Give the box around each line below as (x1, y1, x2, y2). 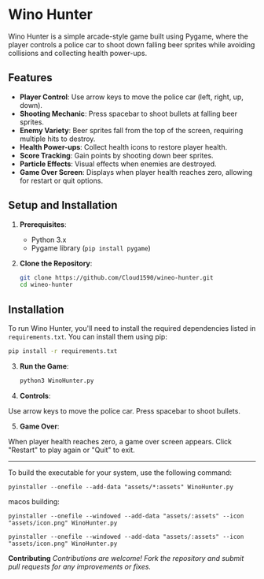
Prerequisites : (19, 219, 67, 229)
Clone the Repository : (19, 258, 93, 268)
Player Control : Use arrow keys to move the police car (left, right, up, (19, 92, 244, 102)
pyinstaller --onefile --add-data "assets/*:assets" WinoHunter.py (8, 483, 234, 491)
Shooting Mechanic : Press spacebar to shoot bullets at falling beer (19, 109, 238, 118)
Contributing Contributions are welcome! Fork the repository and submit (8, 553, 244, 562)
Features (8, 71, 53, 84)
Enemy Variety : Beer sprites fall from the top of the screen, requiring (19, 125, 244, 135)
